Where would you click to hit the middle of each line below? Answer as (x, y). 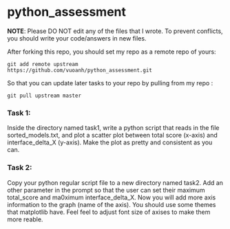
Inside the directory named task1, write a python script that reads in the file (113, 128)
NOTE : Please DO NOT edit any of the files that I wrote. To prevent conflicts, (115, 31)
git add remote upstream (43, 64)
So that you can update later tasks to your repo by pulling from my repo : (110, 83)
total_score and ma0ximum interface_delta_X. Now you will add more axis (112, 197)
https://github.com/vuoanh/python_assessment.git (80, 70)
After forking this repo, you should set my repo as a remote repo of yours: (112, 52)
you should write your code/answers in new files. (77, 38)
